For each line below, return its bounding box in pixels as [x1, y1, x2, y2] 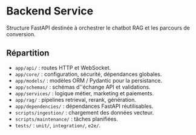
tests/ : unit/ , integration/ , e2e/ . [15, 122, 101, 129]
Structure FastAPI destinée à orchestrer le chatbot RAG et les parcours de [6, 24, 191, 31]
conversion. [6, 30, 36, 37]
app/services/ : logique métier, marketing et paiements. [15, 89, 154, 97]
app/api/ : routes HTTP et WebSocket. [15, 64, 111, 71]
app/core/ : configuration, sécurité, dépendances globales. [15, 71, 162, 78]
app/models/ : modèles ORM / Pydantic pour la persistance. [15, 77, 162, 84]
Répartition [6, 48, 50, 58]
